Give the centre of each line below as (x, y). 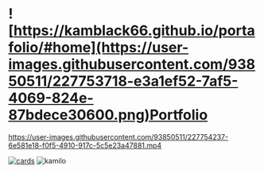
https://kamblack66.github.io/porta (134, 31)
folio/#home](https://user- (99, 48)
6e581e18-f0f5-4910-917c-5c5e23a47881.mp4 (85, 145)
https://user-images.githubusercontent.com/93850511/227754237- (118, 136)
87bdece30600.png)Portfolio (108, 115)
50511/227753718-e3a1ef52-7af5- (123, 81)
